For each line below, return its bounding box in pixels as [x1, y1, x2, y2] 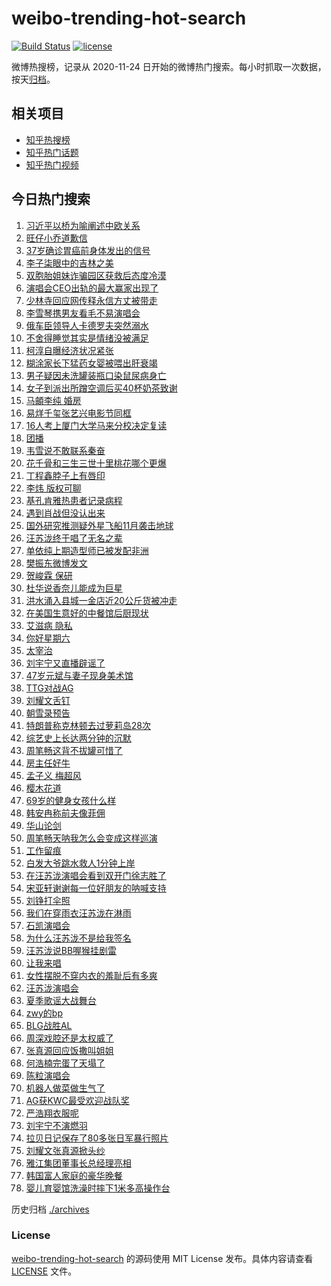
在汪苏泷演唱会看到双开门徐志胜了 [25, 869, 167, 881]
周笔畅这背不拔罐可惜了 [25, 744, 123, 756]
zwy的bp [25, 1007, 63, 1019]
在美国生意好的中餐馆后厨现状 [25, 607, 149, 619]
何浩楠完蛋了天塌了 [25, 1057, 106, 1069]
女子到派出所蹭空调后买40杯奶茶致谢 [25, 382, 178, 394]
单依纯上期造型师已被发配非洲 [25, 544, 149, 556]
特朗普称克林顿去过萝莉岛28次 [25, 719, 151, 731]
